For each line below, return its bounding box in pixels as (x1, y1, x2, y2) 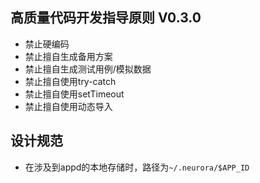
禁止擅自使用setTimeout (24, 88, 125, 100)
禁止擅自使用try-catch (24, 75, 117, 87)
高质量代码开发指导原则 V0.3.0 (10, 9, 202, 27)
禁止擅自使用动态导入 (24, 100, 113, 112)
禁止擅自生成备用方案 (24, 50, 113, 62)
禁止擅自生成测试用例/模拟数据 (24, 63, 152, 75)
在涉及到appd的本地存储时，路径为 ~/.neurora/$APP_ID (24, 161, 250, 173)
